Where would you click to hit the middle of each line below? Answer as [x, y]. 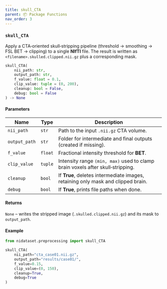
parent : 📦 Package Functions [36, 14]
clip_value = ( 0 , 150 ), [36, 269]
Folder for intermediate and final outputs [105, 139]
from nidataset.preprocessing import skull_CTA [55, 241]
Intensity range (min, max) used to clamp [106, 161]
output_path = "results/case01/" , [47, 259]
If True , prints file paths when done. [100, 189]
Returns [14, 203]
